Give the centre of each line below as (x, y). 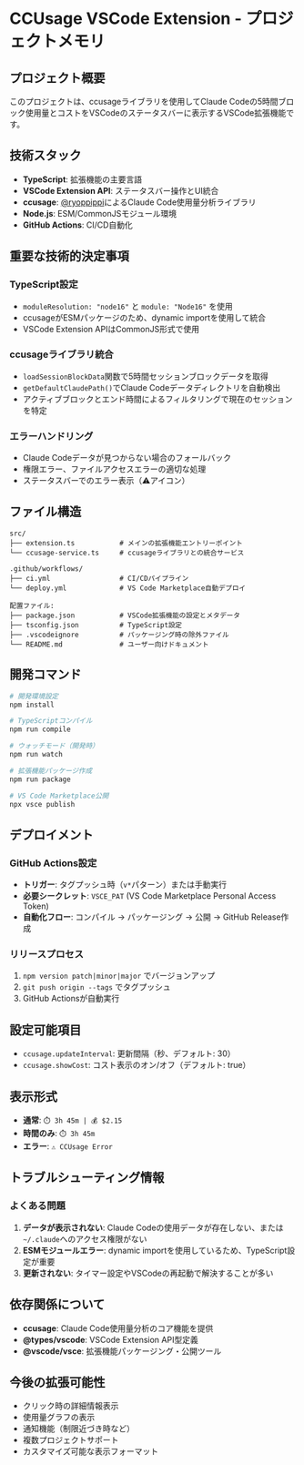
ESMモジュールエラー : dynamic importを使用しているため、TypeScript (155, 1250)
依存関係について (57, 1304)
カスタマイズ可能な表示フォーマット (91, 1451)
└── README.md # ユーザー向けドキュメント (109, 644)
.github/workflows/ (46, 569)
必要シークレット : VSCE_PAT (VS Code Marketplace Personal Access (149, 896)
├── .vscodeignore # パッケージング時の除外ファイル (119, 635)
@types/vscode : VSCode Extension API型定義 (110, 1339)
